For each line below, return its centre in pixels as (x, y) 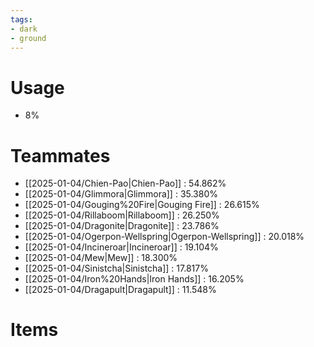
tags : (21, 19)
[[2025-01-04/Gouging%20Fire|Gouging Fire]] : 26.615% (142, 205)
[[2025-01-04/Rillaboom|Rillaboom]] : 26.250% (122, 215)
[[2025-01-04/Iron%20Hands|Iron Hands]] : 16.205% (134, 279)
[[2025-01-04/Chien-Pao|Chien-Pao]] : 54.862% (125, 183)
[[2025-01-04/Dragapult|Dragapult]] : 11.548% (120, 290)
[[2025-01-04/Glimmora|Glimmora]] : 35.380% (121, 194)
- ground (28, 38)
